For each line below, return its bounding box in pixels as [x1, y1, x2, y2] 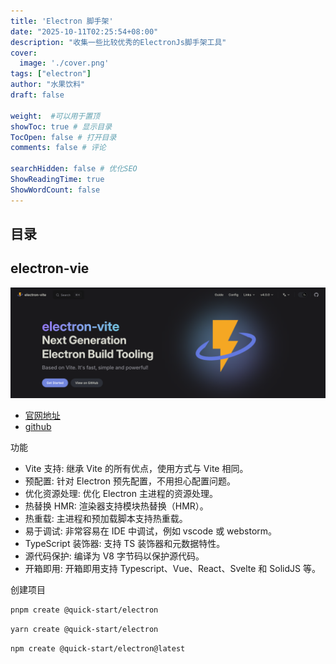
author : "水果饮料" [10, 80, 86, 90]
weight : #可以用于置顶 [10, 111, 100, 121]
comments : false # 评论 [10, 143, 107, 153]
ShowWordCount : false [10, 185, 101, 195]
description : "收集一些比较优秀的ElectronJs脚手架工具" [10, 37, 227, 47]
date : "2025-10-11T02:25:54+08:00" [10, 26, 159, 37]
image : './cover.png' [19, 58, 110, 69]
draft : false [10, 90, 65, 100]
